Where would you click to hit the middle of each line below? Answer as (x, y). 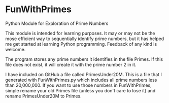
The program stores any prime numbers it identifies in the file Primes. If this (84, 59)
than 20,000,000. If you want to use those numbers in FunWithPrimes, (79, 85)
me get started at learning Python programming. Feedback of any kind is (81, 44)
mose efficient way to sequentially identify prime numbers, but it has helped (85, 39)
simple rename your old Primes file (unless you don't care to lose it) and (80, 90)
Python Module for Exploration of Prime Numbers (57, 23)
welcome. (15, 49)
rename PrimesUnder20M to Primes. (44, 96)
